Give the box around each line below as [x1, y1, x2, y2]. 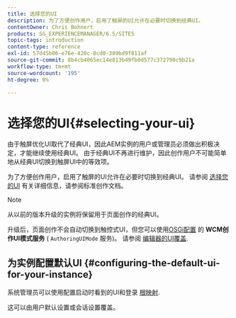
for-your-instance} [7, 268, 94, 280]
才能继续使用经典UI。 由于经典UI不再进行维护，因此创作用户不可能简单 [19, 149, 227, 157]
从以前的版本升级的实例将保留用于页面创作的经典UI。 [7, 210, 163, 219]
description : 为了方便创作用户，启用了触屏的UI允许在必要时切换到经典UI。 [7, 17, 204, 24]
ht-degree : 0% [7, 76, 50, 84]
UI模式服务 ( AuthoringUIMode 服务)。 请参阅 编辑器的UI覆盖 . [13, 234, 189, 243]
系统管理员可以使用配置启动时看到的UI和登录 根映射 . [7, 288, 161, 297]
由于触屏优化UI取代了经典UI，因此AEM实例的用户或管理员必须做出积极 [7, 140, 214, 149]
